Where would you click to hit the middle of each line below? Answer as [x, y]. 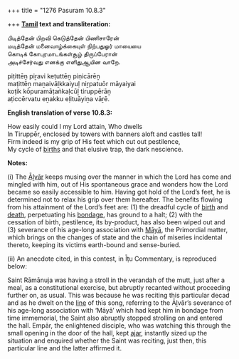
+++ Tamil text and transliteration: [59, 24]
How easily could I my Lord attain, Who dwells [75, 126]
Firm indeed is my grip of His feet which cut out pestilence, [94, 141]
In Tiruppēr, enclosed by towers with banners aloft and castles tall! [105, 134]
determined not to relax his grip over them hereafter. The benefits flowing [115, 199]
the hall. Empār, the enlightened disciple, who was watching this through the [119, 326]
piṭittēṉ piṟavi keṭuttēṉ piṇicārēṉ [54, 76]
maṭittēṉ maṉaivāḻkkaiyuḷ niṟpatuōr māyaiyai [72, 84]
